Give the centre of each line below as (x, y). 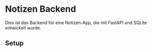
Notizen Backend (41, 9)
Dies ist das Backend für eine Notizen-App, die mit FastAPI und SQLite (76, 23)
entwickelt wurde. (23, 27)
